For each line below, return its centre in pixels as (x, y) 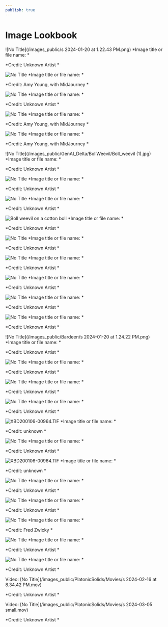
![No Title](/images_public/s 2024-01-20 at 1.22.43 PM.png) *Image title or (84, 49)
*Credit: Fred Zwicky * (29, 530)
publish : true (20, 10)
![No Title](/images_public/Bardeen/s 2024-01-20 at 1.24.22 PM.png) (78, 336)
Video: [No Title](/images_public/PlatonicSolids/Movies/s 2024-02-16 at (81, 579)
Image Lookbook (41, 35)
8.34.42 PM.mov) (23, 585)
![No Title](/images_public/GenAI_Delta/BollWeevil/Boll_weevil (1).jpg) (78, 153)
